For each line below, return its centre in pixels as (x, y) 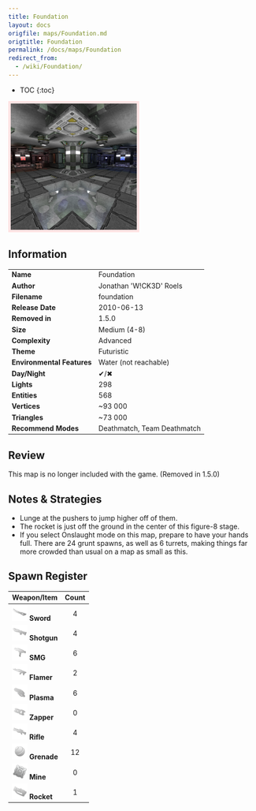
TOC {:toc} (37, 90)
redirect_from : (33, 58)
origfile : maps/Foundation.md (58, 33)
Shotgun (43, 637)
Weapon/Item (35, 598)
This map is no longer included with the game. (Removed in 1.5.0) (114, 474)
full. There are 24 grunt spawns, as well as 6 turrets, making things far (134, 544)
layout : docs (30, 25)
